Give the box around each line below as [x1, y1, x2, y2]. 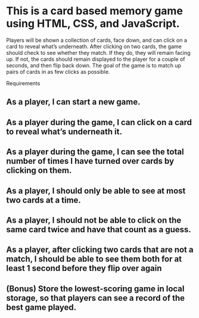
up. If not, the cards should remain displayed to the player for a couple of [6, 55, 186, 63]
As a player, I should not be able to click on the [6, 215, 182, 225]
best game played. [6, 302, 77, 312]
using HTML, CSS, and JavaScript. [6, 17, 180, 30]
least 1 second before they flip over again [6, 263, 162, 273]
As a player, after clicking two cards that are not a [6, 245, 194, 255]
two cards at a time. [6, 195, 82, 205]
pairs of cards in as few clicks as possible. [6, 68, 110, 75]
